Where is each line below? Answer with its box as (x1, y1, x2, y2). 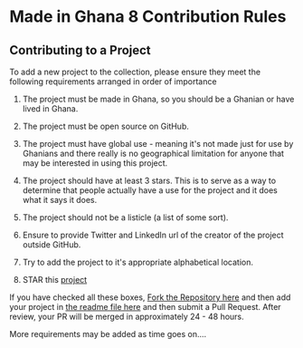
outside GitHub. (22, 239, 81, 250)
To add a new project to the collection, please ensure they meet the (9, 66, 260, 77)
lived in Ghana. (22, 103, 79, 114)
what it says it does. (22, 195, 98, 205)
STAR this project (22, 275, 88, 285)
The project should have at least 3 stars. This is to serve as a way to (22, 175, 277, 186)
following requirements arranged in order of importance (9, 76, 217, 87)
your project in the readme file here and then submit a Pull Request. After (9, 302, 282, 312)
